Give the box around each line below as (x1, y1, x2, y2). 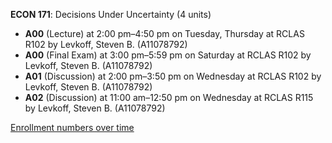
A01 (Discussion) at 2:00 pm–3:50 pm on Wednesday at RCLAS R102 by (24, 70, 322, 82)
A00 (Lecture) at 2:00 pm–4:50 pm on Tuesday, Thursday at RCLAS (24, 28, 305, 39)
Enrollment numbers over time (10, 122, 135, 133)
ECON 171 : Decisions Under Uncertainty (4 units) (10, 9, 212, 20)
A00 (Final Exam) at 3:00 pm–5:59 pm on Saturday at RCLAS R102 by (24, 49, 312, 61)
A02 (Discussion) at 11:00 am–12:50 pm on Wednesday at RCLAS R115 (24, 92, 314, 103)
